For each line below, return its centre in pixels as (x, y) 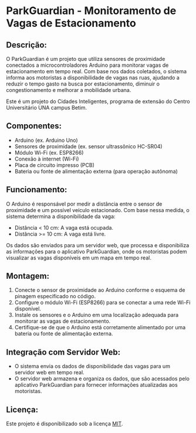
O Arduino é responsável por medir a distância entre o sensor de (84, 204)
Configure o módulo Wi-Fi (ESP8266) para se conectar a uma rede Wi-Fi (102, 302)
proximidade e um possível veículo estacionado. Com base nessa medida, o (98, 210)
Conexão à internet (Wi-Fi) (47, 159)
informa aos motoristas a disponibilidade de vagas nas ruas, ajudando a (93, 78)
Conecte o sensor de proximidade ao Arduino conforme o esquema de (100, 290)
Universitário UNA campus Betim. (47, 108)
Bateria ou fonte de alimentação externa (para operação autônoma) (96, 171)
